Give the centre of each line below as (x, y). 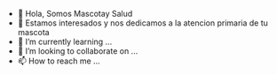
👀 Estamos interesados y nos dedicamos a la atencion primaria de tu (143, 23)
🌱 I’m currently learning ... (65, 41)
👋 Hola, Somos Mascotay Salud (75, 14)
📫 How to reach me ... (59, 61)
